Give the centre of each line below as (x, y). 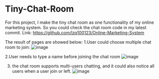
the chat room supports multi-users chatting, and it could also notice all (83, 66)
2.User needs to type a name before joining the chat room (63, 56)
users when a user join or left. (42, 71)
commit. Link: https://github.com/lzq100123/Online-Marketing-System (75, 32)
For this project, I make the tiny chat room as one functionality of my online (79, 22)
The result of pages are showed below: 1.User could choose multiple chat (78, 42)
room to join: (18, 47)
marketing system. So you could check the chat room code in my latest (76, 27)
